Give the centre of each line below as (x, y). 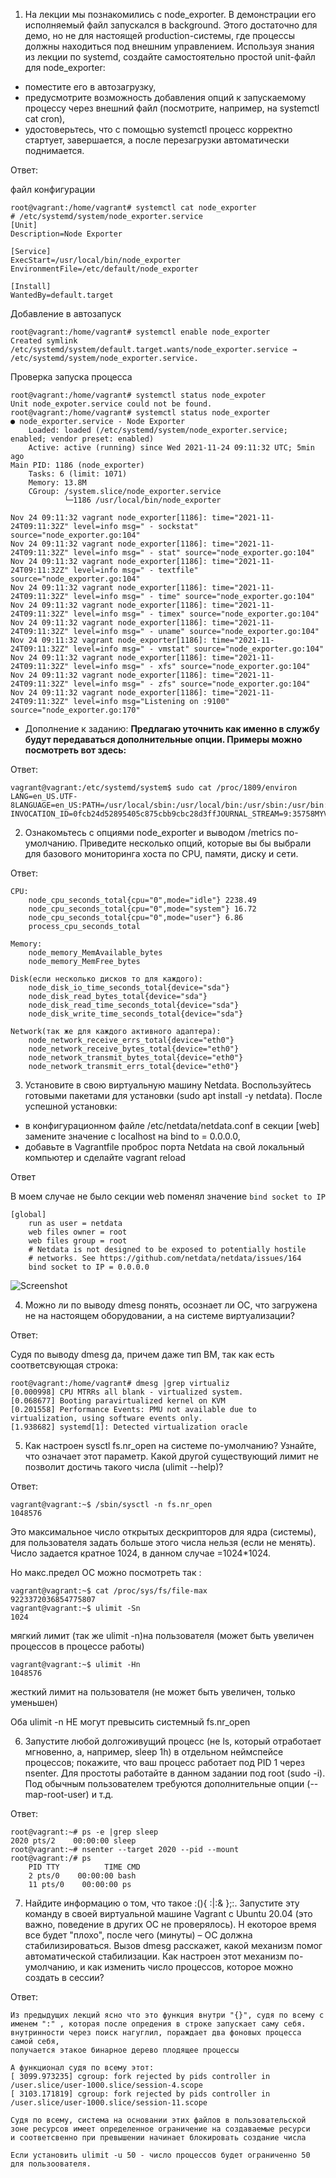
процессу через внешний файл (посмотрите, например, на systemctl (172, 108)
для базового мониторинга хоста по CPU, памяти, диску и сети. (161, 853)
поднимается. (54, 150)
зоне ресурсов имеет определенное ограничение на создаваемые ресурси (160, 2129)
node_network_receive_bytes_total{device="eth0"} (134, 1049)
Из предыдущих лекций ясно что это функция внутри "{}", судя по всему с (167, 2015)
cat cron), (45, 118)
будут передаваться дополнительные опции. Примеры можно (163, 739)
